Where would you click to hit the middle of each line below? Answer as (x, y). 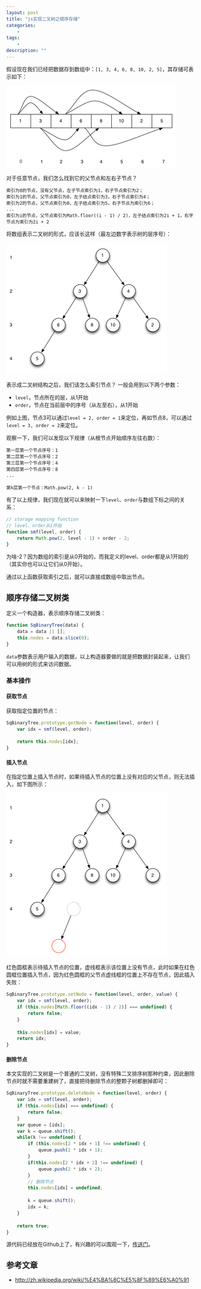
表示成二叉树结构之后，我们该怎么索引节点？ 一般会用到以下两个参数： (93, 385)
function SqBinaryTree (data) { (45, 625)
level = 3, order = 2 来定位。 (44, 425)
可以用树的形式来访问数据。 (40, 664)
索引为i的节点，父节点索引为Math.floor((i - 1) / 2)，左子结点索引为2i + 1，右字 (100, 216)
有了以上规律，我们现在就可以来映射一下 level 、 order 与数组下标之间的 (93, 500)
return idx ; (32, 1039)
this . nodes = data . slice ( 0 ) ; (53, 638)
